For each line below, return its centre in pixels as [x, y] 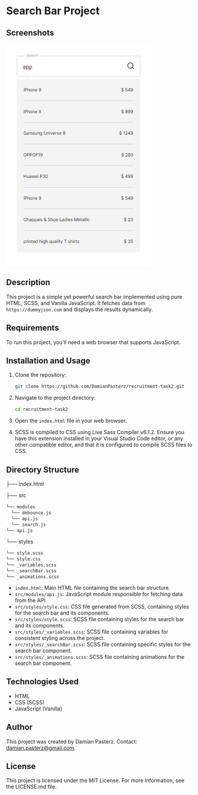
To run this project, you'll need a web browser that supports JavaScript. [93, 342]
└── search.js [29, 525]
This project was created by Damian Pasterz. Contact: [72, 741]
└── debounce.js [31, 513]
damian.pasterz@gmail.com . [41, 748]
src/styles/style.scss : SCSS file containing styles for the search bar [99, 619]
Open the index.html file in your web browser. [71, 421]
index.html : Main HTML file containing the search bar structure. [92, 588]
